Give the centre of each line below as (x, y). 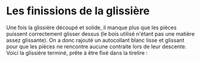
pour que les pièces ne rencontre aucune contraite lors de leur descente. (97, 46)
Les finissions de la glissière (78, 11)
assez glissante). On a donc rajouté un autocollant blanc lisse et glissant (95, 40)
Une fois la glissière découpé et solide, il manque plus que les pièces (91, 27)
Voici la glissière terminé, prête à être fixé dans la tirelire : (77, 52)
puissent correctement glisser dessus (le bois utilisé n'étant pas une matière (100, 33)
